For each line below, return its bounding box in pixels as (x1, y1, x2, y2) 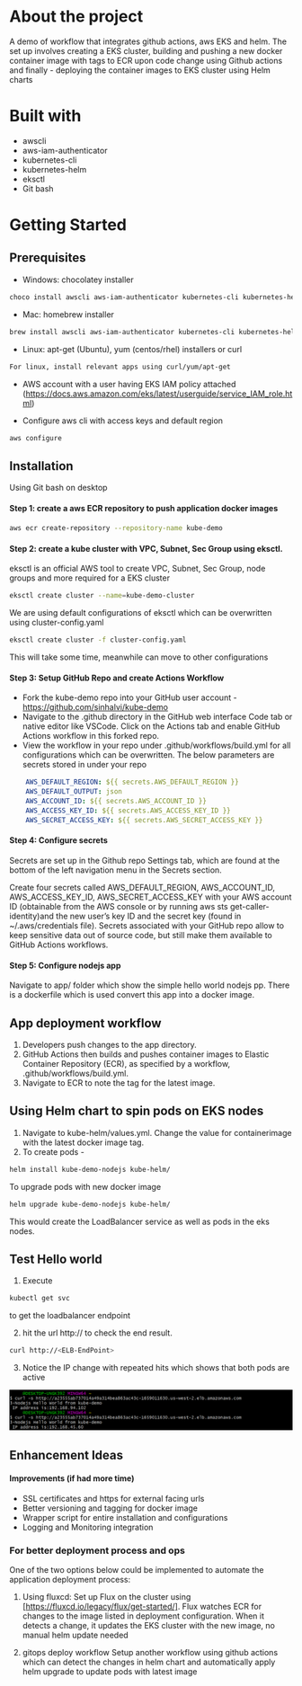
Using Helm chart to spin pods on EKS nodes (9, 1104, 264, 1119)
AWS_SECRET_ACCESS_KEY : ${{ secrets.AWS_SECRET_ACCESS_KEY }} (25, 815, 263, 824)
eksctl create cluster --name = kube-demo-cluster (9, 591, 195, 600)
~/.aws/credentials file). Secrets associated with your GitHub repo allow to (9, 920, 285, 931)
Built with (9, 106, 82, 127)
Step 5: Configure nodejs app (9, 960, 121, 971)
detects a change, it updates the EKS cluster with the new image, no (22, 1619, 276, 1630)
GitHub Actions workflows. (9, 939, 109, 950)
